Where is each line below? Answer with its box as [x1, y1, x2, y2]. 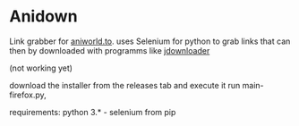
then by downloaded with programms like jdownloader [9, 45, 210, 55]
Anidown [9, 6, 78, 27]
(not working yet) [9, 63, 73, 73]
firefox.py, [9, 89, 47, 100]
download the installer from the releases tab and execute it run [9, 80, 241, 90]
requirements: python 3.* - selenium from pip [9, 106, 176, 117]
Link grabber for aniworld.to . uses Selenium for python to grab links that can [9, 36, 291, 46]
